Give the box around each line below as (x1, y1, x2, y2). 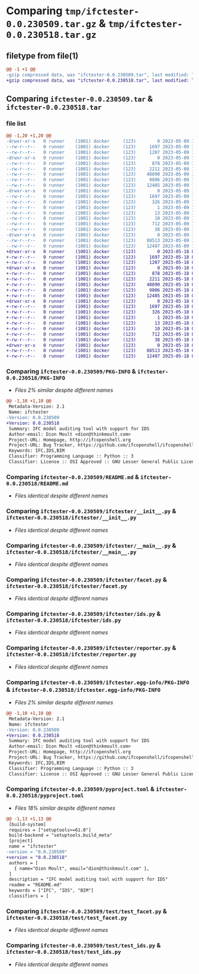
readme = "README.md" (8, 882, 62, 888)
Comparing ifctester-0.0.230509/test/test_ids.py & (6, 941, 161, 950)
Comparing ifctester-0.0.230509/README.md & (6, 472, 139, 481)
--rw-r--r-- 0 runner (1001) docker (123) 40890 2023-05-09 (6, 171, 190, 177)
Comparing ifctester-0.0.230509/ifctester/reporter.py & (6, 644, 176, 652)
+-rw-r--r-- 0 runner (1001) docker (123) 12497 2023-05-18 (6, 353, 190, 359)
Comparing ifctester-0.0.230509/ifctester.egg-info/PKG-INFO (6, 678, 190, 686)
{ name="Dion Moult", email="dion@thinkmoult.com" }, (14, 866, 150, 871)
